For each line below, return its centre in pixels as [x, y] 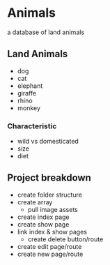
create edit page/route [49, 246]
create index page [43, 217]
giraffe [27, 93]
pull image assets [53, 209]
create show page [43, 224]
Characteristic [32, 126]
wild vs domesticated [48, 142]
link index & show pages [52, 232]
